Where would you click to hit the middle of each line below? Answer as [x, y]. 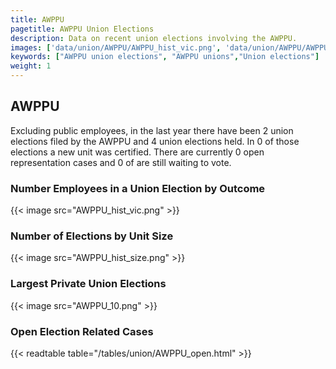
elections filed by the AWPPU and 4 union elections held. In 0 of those [155, 141]
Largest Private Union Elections [88, 284]
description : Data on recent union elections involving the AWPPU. [154, 38]
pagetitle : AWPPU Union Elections [82, 29]
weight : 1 [31, 66]
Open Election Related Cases [82, 331]
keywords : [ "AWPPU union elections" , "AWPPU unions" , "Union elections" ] [165, 57]
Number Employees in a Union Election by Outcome [138, 188]
